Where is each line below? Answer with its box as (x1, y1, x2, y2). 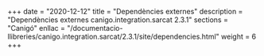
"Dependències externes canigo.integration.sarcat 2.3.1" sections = (7, 15, 228, 24)
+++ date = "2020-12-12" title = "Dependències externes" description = (7, 7, 243, 16)
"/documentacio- (66, 24, 123, 32)
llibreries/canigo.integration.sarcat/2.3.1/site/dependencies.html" (7, 32, 219, 41)
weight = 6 (220, 32, 256, 41)
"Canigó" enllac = (7, 24, 65, 32)
